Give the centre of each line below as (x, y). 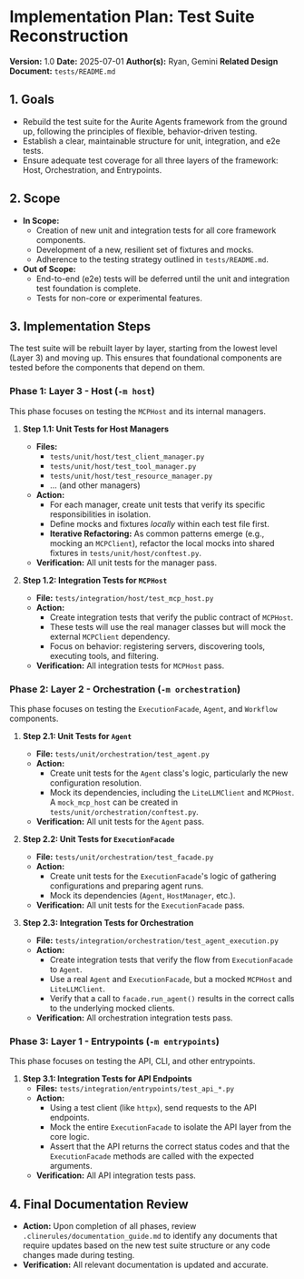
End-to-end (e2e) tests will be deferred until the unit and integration (163, 279)
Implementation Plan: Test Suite (132, 17)
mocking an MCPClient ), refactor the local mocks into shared (162, 543)
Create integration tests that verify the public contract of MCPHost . (172, 617)
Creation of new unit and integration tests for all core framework (156, 230)
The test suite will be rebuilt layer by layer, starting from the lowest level (143, 349)
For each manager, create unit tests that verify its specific (157, 504)
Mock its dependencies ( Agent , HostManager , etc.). (142, 895)
